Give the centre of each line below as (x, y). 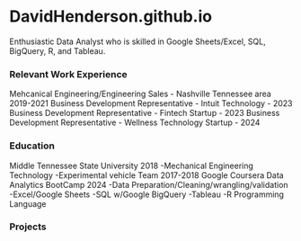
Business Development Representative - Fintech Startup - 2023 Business (145, 113)
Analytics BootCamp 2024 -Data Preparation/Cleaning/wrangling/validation (149, 184)
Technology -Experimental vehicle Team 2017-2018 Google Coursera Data (147, 175)
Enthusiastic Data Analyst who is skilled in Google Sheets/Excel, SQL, (138, 41)
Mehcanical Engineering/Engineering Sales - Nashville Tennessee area (140, 94)
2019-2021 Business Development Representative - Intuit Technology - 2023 (151, 103)
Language (28, 203)
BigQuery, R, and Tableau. (58, 50)
